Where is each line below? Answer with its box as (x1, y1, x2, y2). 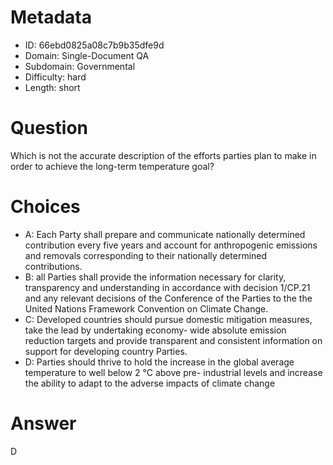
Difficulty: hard (24, 71, 87, 83)
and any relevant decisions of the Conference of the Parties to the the (24, 292, 313, 304)
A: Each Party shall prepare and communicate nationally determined (24, 228, 306, 240)
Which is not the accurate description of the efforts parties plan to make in (10, 149, 317, 161)
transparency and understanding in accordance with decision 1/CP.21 (24, 281, 311, 293)
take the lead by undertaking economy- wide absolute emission (24, 324, 287, 336)
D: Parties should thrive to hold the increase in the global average (24, 356, 295, 368)
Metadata (10, 6, 92, 29)
